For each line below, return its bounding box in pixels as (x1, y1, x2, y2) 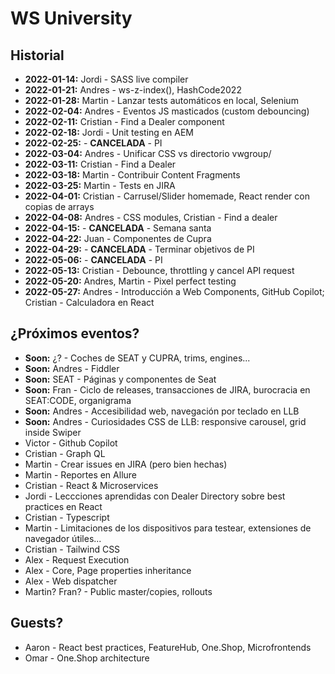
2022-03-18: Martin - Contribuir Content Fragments (24, 169, 241, 181)
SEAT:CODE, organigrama (24, 394, 132, 406)
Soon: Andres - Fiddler (24, 362, 120, 374)
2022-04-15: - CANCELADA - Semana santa (24, 222, 212, 234)
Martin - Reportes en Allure (24, 468, 137, 481)
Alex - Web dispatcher (24, 575, 118, 587)
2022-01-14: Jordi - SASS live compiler (24, 73, 189, 85)
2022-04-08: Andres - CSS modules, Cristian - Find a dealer (24, 212, 278, 223)
